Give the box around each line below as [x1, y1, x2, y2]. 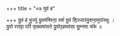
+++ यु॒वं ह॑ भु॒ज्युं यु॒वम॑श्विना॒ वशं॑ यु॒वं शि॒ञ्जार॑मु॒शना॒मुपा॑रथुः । [6, 17, 115, 23]
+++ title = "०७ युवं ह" [6, 5, 55, 12]
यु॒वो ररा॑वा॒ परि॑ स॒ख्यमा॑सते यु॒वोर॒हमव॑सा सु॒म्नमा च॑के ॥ [6, 23, 102, 30]
